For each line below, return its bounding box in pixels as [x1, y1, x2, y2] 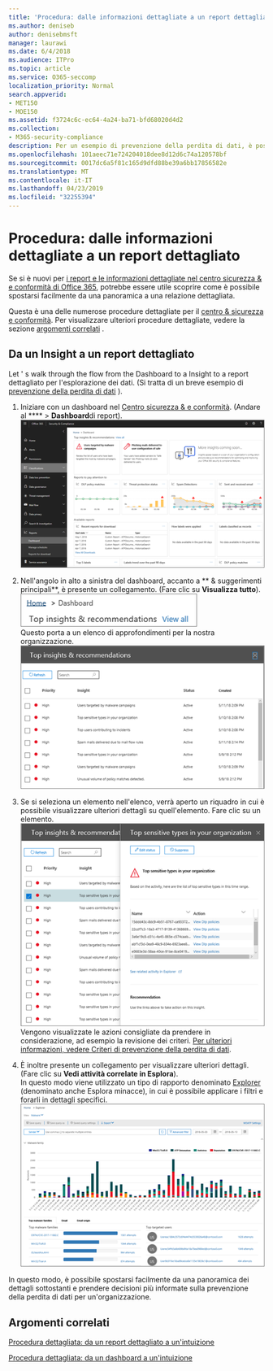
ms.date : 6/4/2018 [8, 47, 71, 56]
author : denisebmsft [8, 30, 79, 38]
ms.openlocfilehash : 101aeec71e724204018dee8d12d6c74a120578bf [8, 150, 227, 159]
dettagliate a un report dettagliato [8, 246, 240, 265]
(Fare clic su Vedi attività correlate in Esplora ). [19, 1069, 179, 1079]
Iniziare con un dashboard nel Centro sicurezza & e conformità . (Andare [19, 402, 261, 411]
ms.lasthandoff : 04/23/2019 [8, 185, 104, 193]
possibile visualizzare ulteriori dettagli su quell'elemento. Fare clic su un [19, 805, 262, 815]
